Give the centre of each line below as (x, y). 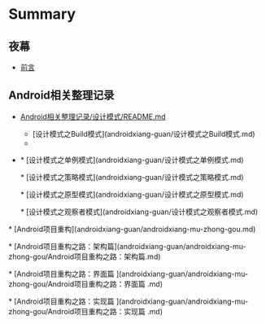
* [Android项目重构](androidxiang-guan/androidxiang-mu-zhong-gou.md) (132, 229)
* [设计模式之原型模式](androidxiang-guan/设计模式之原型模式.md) (132, 194)
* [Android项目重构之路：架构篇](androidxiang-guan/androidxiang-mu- (127, 246)
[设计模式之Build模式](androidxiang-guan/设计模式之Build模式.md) (144, 134)
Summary (42, 14)
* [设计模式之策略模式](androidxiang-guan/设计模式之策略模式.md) (132, 177)
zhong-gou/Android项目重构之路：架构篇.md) (85, 256)
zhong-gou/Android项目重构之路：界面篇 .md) (86, 284)
